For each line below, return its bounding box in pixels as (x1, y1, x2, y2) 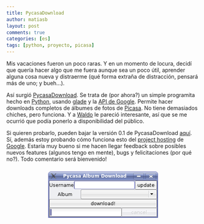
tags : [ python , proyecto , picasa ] (6, 42, 95, 48)
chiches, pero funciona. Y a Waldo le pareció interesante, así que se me (6, 111, 187, 118)
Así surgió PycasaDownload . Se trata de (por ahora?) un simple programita (6, 91, 195, 98)
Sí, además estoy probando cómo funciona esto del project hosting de (6, 136, 184, 143)
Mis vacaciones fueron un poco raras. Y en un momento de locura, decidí (6, 60, 192, 67)
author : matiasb (6, 16, 48, 23)
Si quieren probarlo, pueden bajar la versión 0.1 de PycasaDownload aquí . (6, 129, 192, 136)
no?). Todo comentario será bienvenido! (6, 155, 107, 163)
